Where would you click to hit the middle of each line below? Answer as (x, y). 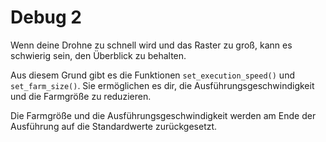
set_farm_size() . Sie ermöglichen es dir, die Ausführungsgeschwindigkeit (162, 85)
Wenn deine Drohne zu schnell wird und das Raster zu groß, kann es (151, 45)
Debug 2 (46, 17)
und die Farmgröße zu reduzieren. (81, 96)
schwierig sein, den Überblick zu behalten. (98, 55)
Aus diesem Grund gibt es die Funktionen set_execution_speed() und (152, 75)
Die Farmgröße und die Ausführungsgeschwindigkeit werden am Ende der (163, 115)
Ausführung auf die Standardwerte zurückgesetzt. (114, 126)
